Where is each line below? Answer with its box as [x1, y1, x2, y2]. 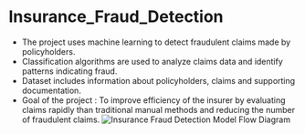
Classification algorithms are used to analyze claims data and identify [21, 56, 284, 67]
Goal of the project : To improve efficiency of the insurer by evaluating [21, 94, 286, 106]
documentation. [21, 85, 81, 96]
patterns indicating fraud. [21, 66, 118, 77]
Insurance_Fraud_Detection [8, 6, 225, 27]
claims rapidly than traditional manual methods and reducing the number [21, 104, 296, 115]
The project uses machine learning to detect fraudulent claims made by [21, 36, 291, 47]
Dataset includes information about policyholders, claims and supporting [21, 75, 296, 86]
